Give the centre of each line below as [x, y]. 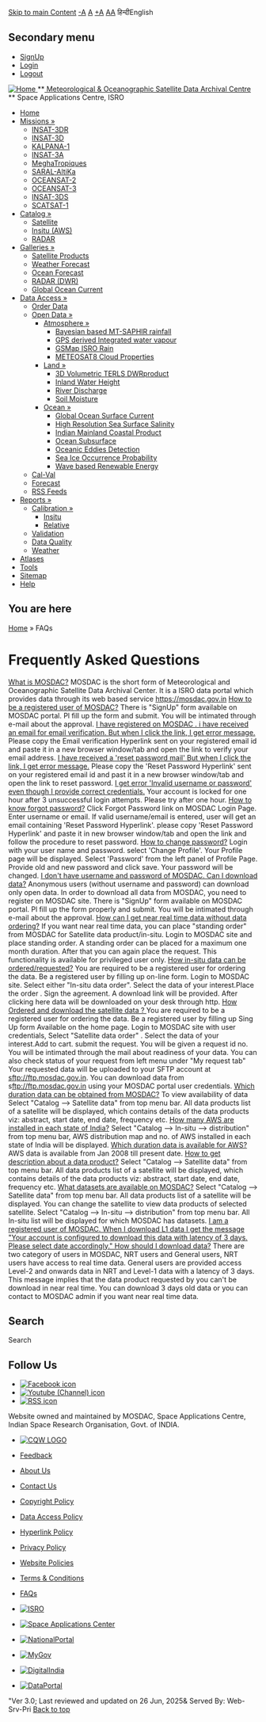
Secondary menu [51, 38]
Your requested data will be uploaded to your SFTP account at [110, 1069]
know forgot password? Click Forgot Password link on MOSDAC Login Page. [133, 808]
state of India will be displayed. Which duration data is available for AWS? [128, 1145]
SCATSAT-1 [50, 205]
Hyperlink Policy [46, 1532]
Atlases [32, 558]
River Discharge [81, 390]
